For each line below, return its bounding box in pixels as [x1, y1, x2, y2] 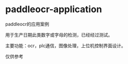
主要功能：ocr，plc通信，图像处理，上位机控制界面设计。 [5, 42, 126, 49]
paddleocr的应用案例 [5, 21, 49, 27]
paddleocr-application [5, 4, 103, 15]
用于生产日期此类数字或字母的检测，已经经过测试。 [5, 31, 113, 38]
